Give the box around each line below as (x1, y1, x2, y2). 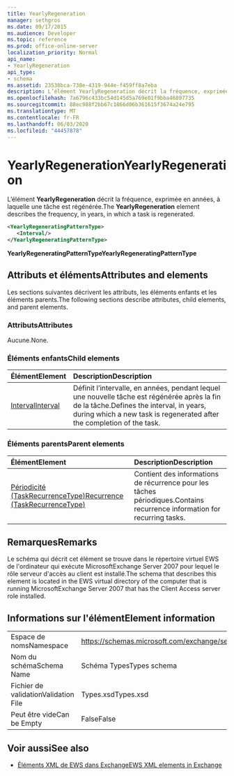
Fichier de (10, 681, 44, 691)
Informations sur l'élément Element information (7, 612, 216, 624)
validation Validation (10, 689, 75, 699)
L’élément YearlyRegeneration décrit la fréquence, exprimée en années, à (7, 195, 221, 203)
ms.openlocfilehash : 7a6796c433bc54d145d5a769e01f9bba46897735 (7, 95, 195, 102)
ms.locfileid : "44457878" (7, 127, 82, 134)
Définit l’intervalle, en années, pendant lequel (72, 383, 221, 393)
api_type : (7, 68, 36, 75)
